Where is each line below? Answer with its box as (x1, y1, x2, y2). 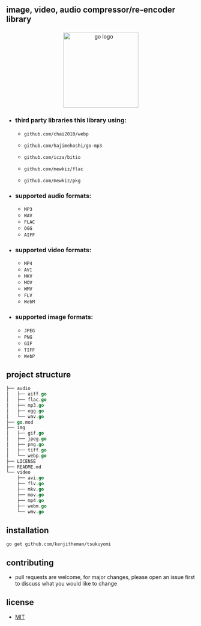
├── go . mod (6, 419, 34, 425)
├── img (6, 424, 26, 431)
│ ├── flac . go (6, 397, 47, 403)
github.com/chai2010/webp (23, 131, 89, 137)
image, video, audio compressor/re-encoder (6, 5, 176, 15)
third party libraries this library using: (14, 116, 127, 125)
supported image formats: (14, 313, 94, 321)
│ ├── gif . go (6, 430, 44, 436)
